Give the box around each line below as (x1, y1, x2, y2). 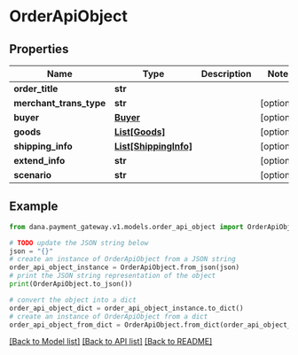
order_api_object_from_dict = (9, 320, 122, 329)
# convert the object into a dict (9, 295, 137, 305)
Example (9, 199, 59, 214)
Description (200, 68, 252, 80)
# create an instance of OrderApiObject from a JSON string (9, 255, 237, 264)
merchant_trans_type (13, 97, 106, 109)
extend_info (13, 155, 66, 166)
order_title (13, 82, 59, 95)
